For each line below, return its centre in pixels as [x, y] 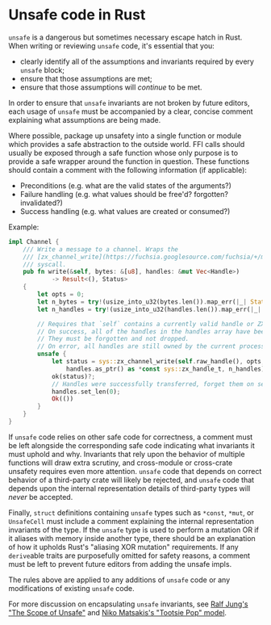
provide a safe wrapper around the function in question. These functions [129, 161]
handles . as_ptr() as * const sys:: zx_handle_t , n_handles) [165, 369]
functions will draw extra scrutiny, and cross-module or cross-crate [121, 463]
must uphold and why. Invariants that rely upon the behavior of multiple [127, 454]
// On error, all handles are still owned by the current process [151, 346]
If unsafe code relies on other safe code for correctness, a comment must [131, 437]
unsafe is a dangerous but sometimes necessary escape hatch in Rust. [125, 37]
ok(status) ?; [73, 376]
